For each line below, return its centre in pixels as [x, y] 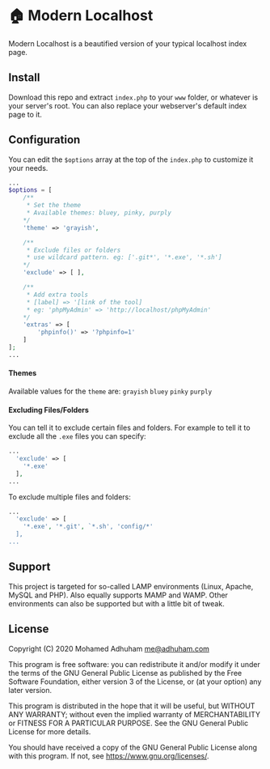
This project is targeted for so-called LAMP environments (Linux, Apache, [131, 586]
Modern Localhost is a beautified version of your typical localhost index [128, 43]
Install [24, 78]
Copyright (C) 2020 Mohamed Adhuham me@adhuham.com [109, 648]
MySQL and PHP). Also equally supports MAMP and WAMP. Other [118, 595]
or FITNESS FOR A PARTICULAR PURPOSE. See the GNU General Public [129, 723]
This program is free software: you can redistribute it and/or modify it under [134, 664]
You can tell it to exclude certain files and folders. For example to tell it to [129, 428]
